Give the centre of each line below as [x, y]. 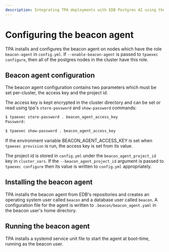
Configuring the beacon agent [70, 35]
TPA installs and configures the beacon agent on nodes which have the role [83, 49]
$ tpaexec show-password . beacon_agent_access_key [60, 131]
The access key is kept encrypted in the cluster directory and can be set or [83, 103]
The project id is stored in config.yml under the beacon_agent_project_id [81, 156]
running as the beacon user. [34, 244]
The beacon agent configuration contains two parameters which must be [81, 87]
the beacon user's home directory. [41, 210]
